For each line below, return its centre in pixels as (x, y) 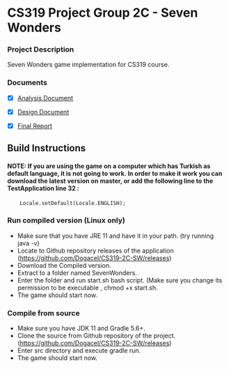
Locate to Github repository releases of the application (95, 250)
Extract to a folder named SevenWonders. (77, 273)
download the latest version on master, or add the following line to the (110, 181)
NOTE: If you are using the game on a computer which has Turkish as (109, 166)
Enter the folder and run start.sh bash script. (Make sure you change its (120, 280)
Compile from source (44, 313)
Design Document (43, 112)
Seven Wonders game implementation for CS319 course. (88, 65)
